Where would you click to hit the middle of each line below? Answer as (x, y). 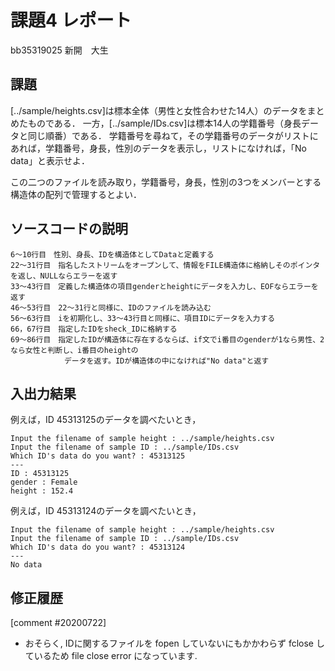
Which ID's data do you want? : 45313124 (98, 547)
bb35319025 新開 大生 (59, 50)
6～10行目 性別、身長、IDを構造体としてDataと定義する (112, 254)
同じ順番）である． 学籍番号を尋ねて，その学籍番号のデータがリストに (173, 135)
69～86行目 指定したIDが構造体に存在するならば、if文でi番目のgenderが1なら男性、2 (167, 339)
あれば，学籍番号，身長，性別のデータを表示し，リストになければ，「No (158, 148)
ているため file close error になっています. (111, 656)
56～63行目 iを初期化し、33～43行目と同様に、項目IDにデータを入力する (143, 318)
